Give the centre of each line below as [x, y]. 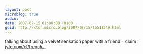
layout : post [18, 9]
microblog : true [21, 14]
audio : [12, 18]
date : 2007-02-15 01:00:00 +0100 [39, 23]
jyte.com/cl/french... [26, 47]
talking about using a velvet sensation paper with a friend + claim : [72, 41]
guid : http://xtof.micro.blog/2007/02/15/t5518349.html [63, 28]
